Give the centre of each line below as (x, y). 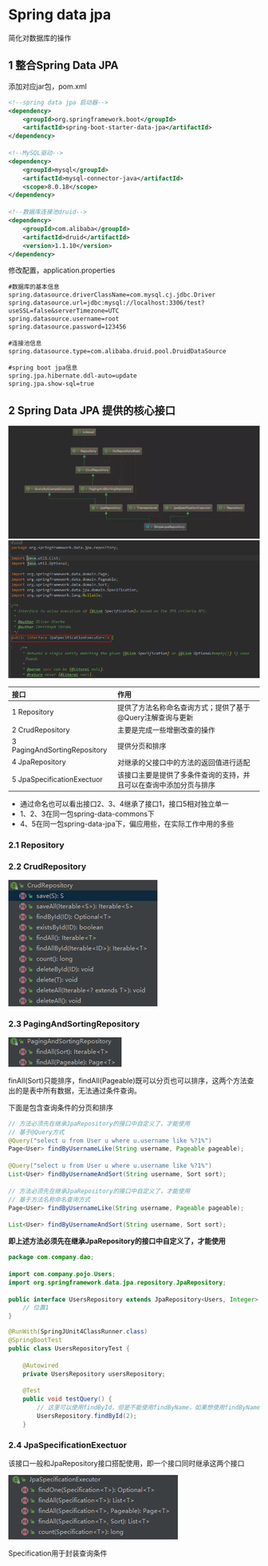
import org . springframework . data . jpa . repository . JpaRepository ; (117, 1282)
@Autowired (41, 1365)
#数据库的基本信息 (34, 287)
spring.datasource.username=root (64, 319)
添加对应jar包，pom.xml (48, 86)
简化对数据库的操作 (40, 38)
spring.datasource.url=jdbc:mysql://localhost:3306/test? (106, 303)
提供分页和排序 (142, 746)
